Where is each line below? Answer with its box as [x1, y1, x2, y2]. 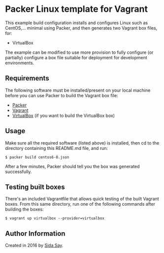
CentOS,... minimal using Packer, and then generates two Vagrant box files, [5, 25, 158, 31]
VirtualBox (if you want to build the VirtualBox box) [12, 112, 115, 118]
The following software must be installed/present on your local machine [5, 87, 151, 93]
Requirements [5, 74, 49, 82]
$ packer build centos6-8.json [5, 154, 69, 160]
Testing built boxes [5, 182, 65, 191]
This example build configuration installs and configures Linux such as [5, 20, 148, 26]
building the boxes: [5, 206, 44, 213]
